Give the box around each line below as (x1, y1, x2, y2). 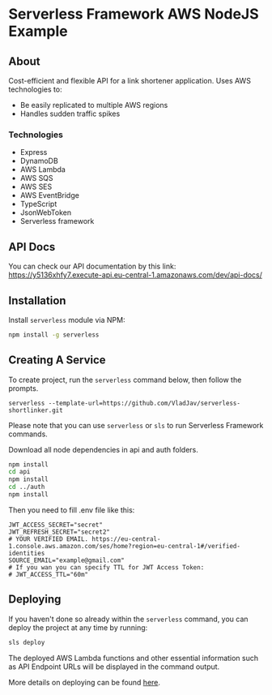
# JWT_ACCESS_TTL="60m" (8, 570, 89, 578)
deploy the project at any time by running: (8, 622, 148, 633)
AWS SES (19, 182, 53, 191)
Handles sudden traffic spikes (19, 109, 121, 118)
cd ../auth (8, 483, 45, 491)
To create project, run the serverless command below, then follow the (8, 375, 242, 384)
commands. (8, 429, 49, 439)
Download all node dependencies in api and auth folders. (8, 444, 198, 454)
